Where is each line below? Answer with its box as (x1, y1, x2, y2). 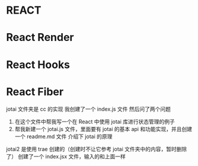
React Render (6, 31, 74, 44)
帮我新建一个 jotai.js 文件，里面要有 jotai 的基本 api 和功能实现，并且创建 (14, 125, 193, 132)
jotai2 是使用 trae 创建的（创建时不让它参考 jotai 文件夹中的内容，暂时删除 (6, 145, 187, 152)
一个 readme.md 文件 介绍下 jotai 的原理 (14, 133, 113, 140)
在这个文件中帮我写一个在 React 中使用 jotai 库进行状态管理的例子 (14, 118, 175, 125)
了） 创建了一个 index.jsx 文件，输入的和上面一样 (6, 152, 126, 160)
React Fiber (6, 85, 64, 98)
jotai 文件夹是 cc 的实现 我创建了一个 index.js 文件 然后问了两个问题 (6, 105, 171, 113)
